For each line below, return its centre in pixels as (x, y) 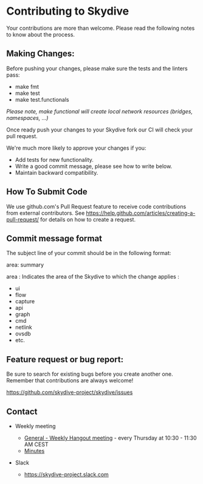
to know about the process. (40, 34)
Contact (22, 411)
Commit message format (54, 238)
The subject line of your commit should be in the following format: (89, 253)
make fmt (27, 86)
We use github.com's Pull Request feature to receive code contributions (96, 206)
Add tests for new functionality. (54, 160)
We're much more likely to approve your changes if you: (76, 148)
